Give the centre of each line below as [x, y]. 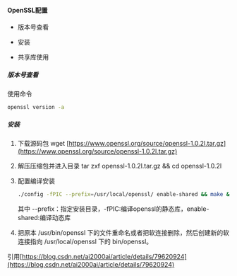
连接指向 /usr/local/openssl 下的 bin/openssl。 [85, 241]
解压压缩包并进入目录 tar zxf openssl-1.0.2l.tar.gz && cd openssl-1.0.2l [120, 166]
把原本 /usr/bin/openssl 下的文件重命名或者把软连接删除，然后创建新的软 [123, 232]
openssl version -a [36, 108]
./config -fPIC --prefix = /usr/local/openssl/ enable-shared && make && [125, 195]
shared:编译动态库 [44, 217]
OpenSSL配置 [28, 10]
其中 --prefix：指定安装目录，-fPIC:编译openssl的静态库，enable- [113, 209]
